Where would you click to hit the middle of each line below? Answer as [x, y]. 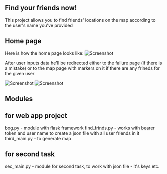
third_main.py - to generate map [38, 138]
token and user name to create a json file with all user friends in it [72, 133]
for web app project [36, 116]
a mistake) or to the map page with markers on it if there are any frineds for [83, 68]
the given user [20, 73]
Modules [19, 99]
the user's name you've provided [39, 25]
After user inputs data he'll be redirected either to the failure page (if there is [83, 63]
